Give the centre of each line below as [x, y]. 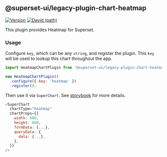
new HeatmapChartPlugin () [32, 76]
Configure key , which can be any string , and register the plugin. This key [80, 53]
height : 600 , [28, 123]
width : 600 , [26, 118]
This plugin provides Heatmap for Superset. [50, 30]
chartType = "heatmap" [31, 109]
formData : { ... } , [32, 127]
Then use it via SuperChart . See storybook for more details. [65, 95]
